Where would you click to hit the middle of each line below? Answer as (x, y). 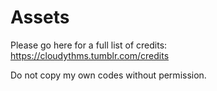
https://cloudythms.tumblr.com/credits (90, 55)
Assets (40, 17)
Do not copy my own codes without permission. (108, 75)
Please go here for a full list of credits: (89, 45)
